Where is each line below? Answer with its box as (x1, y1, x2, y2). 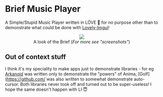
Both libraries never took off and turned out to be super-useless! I (20, 81, 152, 87)
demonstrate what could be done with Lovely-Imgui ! (5, 24, 109, 30)
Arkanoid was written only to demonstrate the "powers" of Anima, (5, 71, 137, 77)
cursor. (5, 81, 19, 87)
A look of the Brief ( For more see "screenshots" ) (33, 39, 130, 45)
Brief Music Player (5, 3, 81, 15)
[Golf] (138, 71, 150, 77)
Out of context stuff (5, 53, 66, 61)
